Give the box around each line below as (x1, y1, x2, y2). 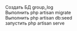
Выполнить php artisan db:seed (5, 15, 72, 20)
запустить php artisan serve (5, 20, 65, 26)
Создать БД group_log (5, 4, 54, 10)
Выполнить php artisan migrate (5, 9, 71, 15)
